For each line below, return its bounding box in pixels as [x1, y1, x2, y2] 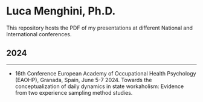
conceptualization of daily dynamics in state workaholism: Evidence [14, 83, 184, 90]
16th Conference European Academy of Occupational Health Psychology [14, 69, 196, 77]
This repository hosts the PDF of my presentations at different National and [6, 24, 193, 31]
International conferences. [6, 30, 72, 37]
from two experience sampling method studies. [14, 89, 133, 96]
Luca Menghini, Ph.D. [6, 4, 116, 18]
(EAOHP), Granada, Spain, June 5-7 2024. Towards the [14, 76, 152, 83]
